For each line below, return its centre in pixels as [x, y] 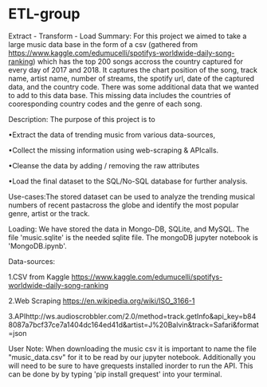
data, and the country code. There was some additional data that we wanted [133, 87]
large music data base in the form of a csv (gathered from [103, 44]
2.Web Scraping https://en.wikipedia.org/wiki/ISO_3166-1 [102, 301]
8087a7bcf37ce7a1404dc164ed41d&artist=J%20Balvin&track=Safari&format [133, 325]
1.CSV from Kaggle [39, 277]
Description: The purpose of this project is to [82, 119]
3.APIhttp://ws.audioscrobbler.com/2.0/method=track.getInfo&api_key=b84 [132, 316]
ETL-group [44, 14]
